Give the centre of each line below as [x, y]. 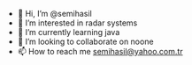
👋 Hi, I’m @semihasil [55, 14]
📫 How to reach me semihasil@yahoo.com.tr [100, 51]
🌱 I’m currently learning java [69, 32]
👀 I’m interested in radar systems [77, 23]
